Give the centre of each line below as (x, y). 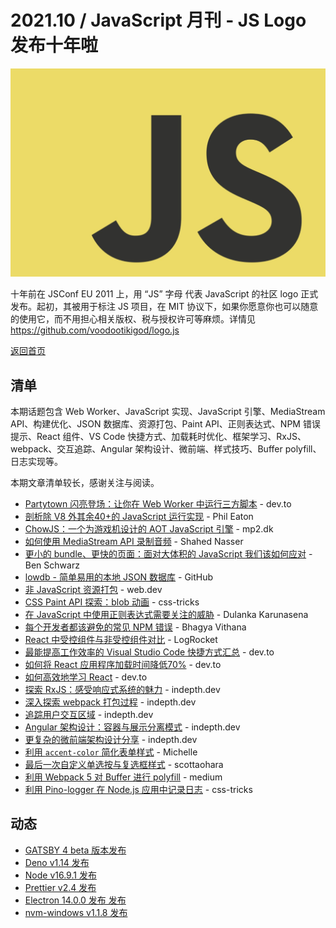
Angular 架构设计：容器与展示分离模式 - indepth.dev (132, 727)
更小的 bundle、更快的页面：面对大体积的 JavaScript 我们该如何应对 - (168, 553)
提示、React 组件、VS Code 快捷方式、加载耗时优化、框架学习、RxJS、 (158, 436)
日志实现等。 (36, 461)
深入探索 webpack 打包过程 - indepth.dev (110, 702)
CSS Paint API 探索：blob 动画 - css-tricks (112, 602)
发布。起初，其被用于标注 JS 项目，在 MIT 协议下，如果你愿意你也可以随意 (164, 307)
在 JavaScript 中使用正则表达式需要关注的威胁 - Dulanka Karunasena (166, 614)
